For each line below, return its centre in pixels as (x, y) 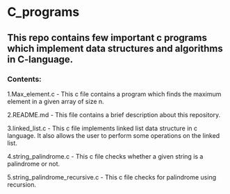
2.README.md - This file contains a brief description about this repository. (114, 114)
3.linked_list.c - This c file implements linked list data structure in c (102, 128)
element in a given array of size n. (56, 101)
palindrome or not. (34, 164)
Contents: (24, 79)
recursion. (22, 184)
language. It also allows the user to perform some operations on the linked (114, 135)
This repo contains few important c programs (107, 38)
